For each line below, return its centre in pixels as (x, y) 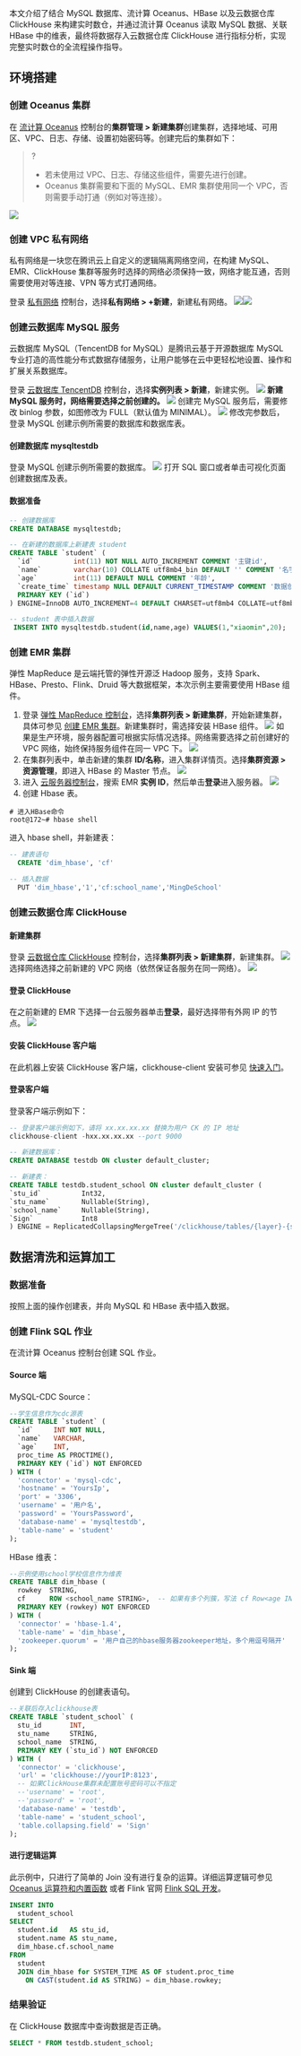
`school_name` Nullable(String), (80, 1210)
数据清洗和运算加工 (62, 1257)
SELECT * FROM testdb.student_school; (82, 2043)
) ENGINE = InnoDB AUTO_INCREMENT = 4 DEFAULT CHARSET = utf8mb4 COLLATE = (140, 603)
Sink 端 (23, 1670)
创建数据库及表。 (41, 479)
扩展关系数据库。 (41, 371)
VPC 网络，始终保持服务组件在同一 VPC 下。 (105, 749)
